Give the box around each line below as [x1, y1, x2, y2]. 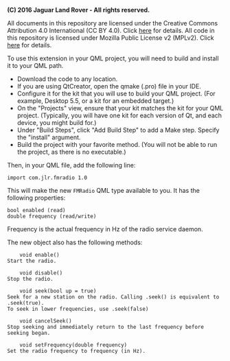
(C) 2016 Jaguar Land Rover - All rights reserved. [7, 6, 150, 14]
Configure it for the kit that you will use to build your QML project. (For [16, 89, 216, 97]
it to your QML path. [7, 62, 64, 69]
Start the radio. [7, 257, 57, 264]
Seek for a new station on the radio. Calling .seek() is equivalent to [7, 294, 220, 301]
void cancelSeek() [19, 318, 72, 325]
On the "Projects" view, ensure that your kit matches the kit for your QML [16, 104, 224, 112]
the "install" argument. [16, 133, 81, 141]
